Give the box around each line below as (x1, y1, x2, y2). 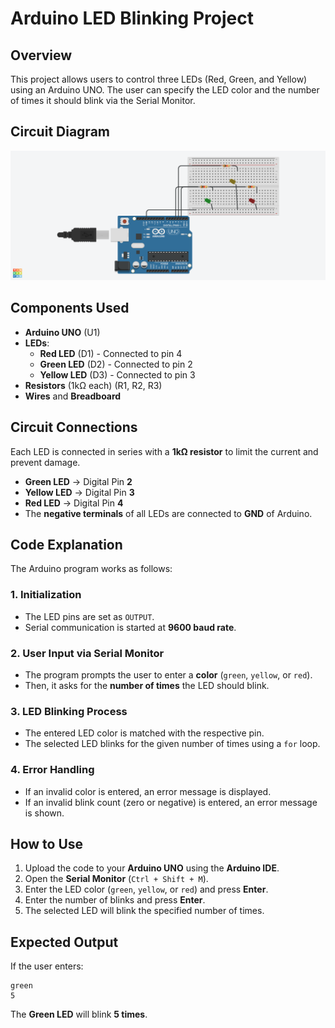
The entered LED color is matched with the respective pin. (24, 727, 265, 739)
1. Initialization (10, 588, 82, 602)
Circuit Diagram (10, 123, 110, 141)
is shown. (24, 807, 65, 819)
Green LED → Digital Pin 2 (24, 475, 133, 487)
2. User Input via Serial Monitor (10, 646, 165, 660)
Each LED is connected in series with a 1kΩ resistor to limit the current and (10, 445, 319, 457)
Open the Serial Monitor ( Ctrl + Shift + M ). (24, 873, 209, 885)
